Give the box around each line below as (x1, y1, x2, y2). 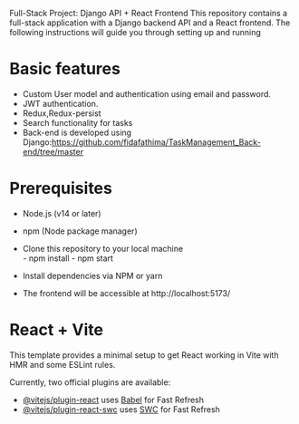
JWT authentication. (22, 98, 99, 109)
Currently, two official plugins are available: (9, 376, 171, 388)
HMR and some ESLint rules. (9, 359, 116, 370)
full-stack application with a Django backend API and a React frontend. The (9, 17, 291, 28)
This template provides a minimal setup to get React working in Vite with (9, 349, 279, 361)
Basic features (9, 59, 121, 80)
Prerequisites (9, 178, 113, 198)
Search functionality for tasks (22, 117, 133, 128)
